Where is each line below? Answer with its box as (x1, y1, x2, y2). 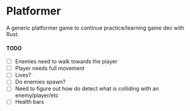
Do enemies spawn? (14, 78, 66, 86)
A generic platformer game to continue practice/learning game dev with (6, 24, 185, 31)
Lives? (14, 71, 31, 79)
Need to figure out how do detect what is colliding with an (14, 85, 159, 92)
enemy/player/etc (14, 92, 59, 99)
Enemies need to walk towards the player (14, 58, 118, 65)
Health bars (14, 98, 44, 106)
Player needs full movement (14, 65, 84, 72)
